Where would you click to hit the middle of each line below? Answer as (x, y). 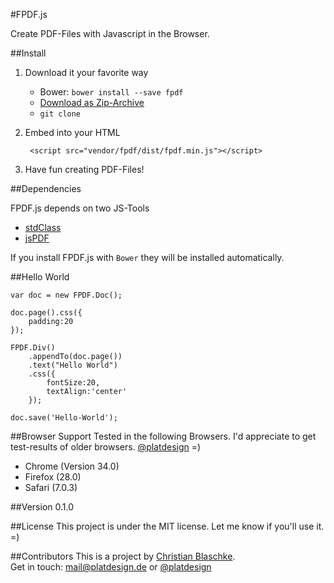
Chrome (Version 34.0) (72, 466)
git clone (60, 114)
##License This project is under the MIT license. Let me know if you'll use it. (167, 526)
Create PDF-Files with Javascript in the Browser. (110, 33)
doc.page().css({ (46, 313)
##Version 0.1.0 (42, 507)
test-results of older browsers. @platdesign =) (106, 447)
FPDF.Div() (33, 348)
